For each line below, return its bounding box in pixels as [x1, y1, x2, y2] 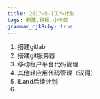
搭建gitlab [17, 43, 47, 51]
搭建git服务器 [17, 51, 56, 60]
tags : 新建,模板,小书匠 [7, 17, 69, 24]
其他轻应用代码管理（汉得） [17, 69, 97, 77]
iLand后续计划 [17, 78, 58, 86]
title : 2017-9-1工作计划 [7, 10, 75, 17]
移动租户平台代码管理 [17, 60, 78, 69]
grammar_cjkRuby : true [7, 23, 73, 30]
